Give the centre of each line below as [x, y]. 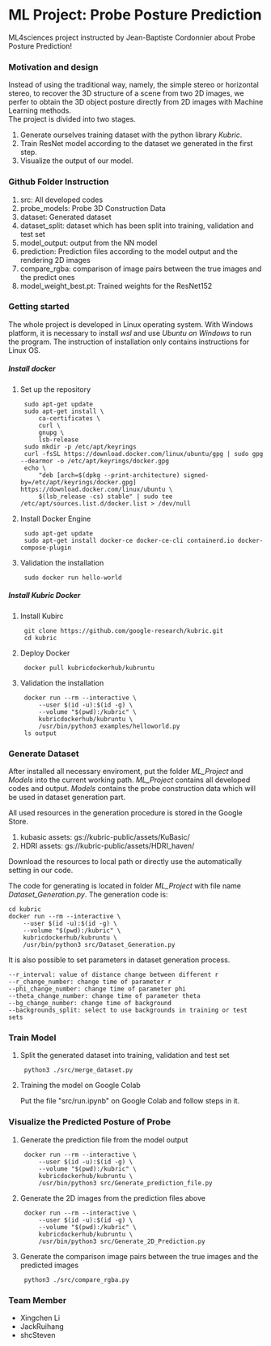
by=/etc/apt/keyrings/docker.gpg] [78, 482]
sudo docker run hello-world [73, 578]
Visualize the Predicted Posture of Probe [90, 1122]
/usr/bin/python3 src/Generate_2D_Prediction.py [122, 1241]
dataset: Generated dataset [66, 217]
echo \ [35, 468]
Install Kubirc [42, 616]
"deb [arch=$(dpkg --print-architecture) [109, 475]
